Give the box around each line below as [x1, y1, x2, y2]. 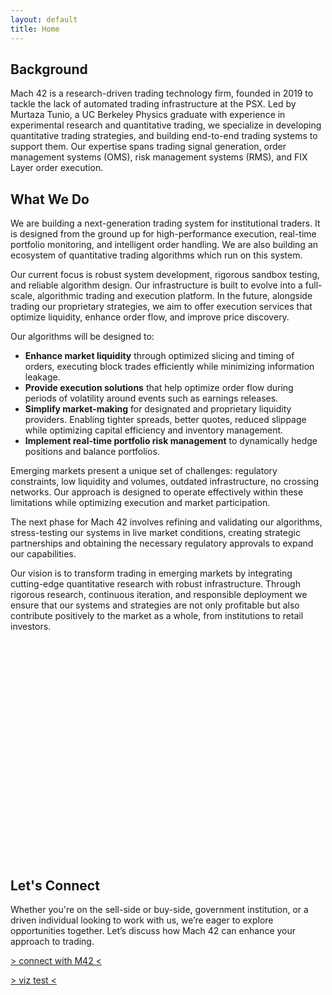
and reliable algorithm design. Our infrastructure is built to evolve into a [10, 279, 303, 291]
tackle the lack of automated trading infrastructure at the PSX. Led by [10, 98, 297, 110]
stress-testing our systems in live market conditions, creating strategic [10, 527, 301, 539]
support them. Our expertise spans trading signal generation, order [10, 141, 287, 153]
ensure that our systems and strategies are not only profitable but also [10, 599, 300, 611]
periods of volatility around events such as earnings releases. [24, 392, 279, 405]
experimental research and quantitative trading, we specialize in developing [10, 119, 322, 131]
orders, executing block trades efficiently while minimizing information [24, 361, 315, 373]
